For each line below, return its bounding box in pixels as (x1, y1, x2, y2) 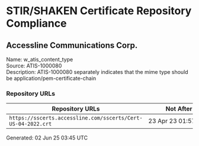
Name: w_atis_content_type (6, 56, 73, 63)
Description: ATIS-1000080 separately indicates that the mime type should (6, 69, 188, 75)
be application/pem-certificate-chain (6, 75, 97, 82)
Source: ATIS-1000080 (6, 62, 62, 69)
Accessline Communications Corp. (6, 40, 138, 50)
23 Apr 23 (148, 117, 178, 125)
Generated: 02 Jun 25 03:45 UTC (6, 134, 88, 141)
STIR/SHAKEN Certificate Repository (6, 4, 192, 18)
